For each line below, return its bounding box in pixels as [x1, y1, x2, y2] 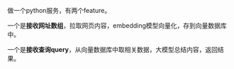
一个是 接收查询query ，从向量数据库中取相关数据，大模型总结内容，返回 [7, 46, 218, 53]
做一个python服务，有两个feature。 [7, 6, 111, 14]
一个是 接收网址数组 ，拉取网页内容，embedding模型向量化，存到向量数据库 [7, 21, 227, 30]
